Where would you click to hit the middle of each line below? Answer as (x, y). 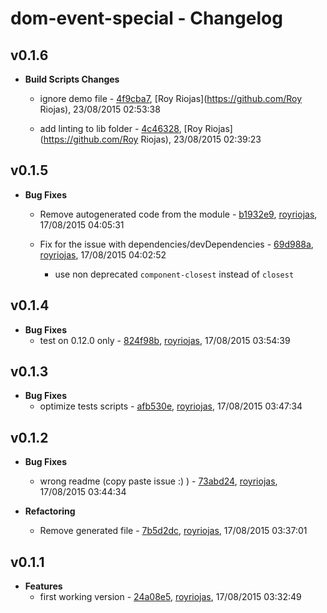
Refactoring (50, 511)
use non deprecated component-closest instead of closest (174, 274)
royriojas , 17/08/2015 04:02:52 (103, 254)
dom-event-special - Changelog (146, 18)
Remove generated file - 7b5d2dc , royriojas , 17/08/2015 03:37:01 (173, 531)
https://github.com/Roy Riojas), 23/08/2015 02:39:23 (152, 139)
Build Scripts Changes (72, 79)
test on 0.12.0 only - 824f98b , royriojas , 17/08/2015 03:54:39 (165, 340)
